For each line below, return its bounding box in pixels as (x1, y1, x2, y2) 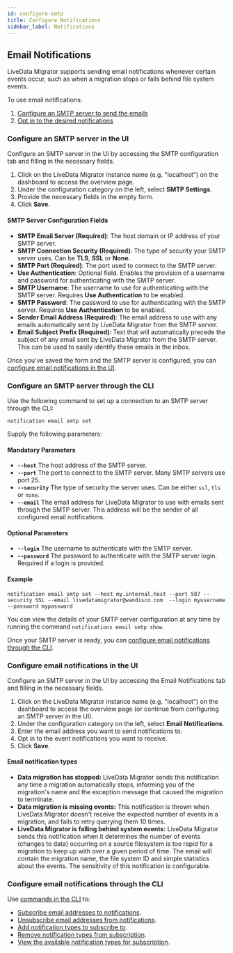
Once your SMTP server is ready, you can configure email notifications (7, 636, 210, 644)
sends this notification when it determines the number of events (17, 833, 201, 841)
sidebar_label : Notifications (7, 23, 95, 30)
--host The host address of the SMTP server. (17, 461, 147, 470)
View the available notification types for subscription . (17, 938, 170, 947)
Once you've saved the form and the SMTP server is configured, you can (7, 356, 217, 364)
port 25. (17, 476, 40, 485)
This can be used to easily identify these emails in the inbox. (17, 342, 191, 351)
